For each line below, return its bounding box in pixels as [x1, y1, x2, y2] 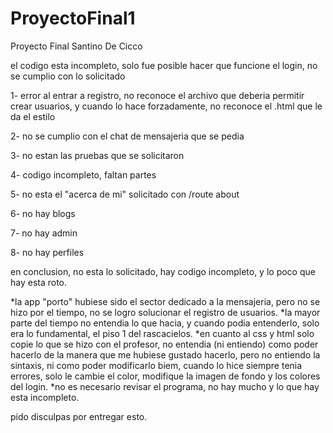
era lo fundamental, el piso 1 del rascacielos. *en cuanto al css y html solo [10, 327, 315, 339]
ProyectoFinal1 [10, 7, 136, 30]
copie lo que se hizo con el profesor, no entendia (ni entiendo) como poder [10, 338, 319, 350]
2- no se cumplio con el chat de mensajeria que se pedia [10, 130, 245, 142]
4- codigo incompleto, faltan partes [10, 168, 157, 181]
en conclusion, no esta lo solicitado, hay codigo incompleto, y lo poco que [10, 265, 316, 277]
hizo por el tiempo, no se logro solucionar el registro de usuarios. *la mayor [10, 306, 321, 318]
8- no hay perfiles [10, 246, 85, 258]
